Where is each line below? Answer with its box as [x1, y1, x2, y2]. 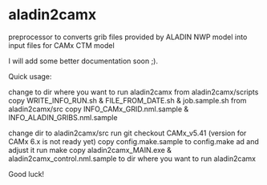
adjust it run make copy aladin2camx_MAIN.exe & [8, 145, 172, 155]
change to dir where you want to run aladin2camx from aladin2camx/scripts [8, 86, 259, 97]
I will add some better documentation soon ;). [8, 56, 159, 66]
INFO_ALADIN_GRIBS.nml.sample [8, 112, 118, 122]
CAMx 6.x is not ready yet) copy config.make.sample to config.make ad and [8, 136, 259, 146]
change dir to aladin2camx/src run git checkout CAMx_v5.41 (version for [8, 128, 247, 138]
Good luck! [8, 169, 45, 179]
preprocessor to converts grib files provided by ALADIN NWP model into [8, 32, 248, 42]
